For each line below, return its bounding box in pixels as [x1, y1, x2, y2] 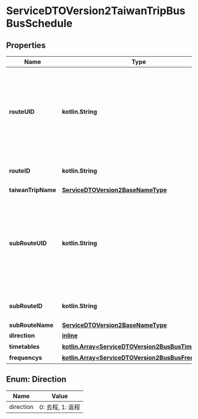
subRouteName [9, 321, 54, 329]
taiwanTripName [9, 186, 57, 194]
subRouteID [9, 302, 43, 310]
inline [61, 332, 78, 339]
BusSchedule [6, 17, 72, 30]
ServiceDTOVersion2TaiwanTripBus [6, 4, 186, 18]
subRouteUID [9, 239, 47, 247]
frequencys [9, 353, 42, 362]
